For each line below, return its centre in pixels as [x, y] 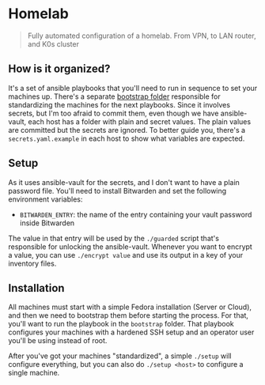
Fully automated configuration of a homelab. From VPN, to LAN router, [142, 36]
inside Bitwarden [47, 223]
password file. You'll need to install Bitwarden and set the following [117, 191]
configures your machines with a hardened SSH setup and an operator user [131, 332]
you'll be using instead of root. [58, 341]
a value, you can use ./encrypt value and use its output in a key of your [126, 255]
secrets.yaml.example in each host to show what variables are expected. [127, 138]
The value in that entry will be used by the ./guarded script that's [114, 238]
